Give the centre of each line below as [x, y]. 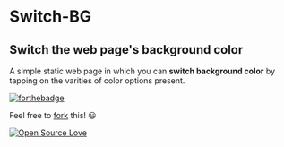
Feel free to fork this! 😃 [53, 115]
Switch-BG [51, 17]
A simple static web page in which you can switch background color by [142, 71]
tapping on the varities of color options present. [97, 81]
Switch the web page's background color [126, 50]
